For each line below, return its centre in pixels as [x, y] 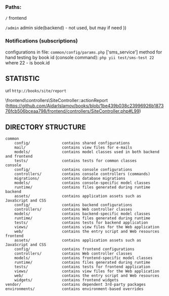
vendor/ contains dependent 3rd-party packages [75, 285]
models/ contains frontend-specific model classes [83, 258]
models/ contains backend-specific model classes [82, 214]
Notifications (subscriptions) [42, 41]
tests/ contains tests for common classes [76, 161]
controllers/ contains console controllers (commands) [82, 174]
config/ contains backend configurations [73, 205]
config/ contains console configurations [73, 170]
